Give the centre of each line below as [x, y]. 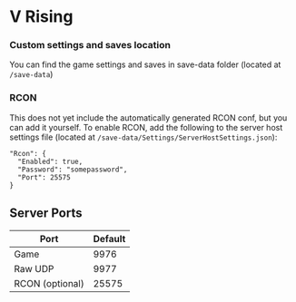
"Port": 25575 [44, 177]
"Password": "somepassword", [73, 170]
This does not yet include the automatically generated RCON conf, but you [148, 117]
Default [109, 239]
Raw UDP [34, 268]
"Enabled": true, [50, 161]
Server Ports [46, 214]
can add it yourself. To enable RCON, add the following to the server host [146, 127]
